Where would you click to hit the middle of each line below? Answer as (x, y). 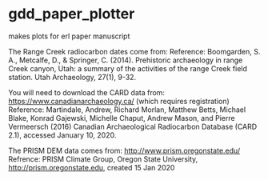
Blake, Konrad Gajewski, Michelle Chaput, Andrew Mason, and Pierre (122, 118)
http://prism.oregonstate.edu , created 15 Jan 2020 (92, 167)
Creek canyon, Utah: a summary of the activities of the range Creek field (128, 68)
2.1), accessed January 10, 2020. (62, 135)
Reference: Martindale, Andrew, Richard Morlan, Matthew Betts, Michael (127, 110)
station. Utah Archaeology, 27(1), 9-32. (72, 77)
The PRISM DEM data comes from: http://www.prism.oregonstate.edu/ (124, 150)
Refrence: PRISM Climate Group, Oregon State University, (103, 159)
